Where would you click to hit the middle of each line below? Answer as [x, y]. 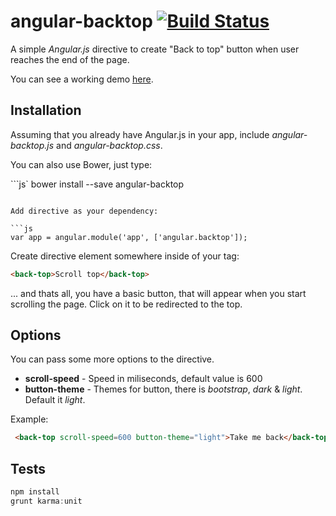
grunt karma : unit [46, 501]
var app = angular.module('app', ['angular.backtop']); [129, 237]
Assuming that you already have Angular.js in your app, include [140, 134]
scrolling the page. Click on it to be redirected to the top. [126, 304]
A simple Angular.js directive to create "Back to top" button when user [155, 49]
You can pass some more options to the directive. [112, 359]
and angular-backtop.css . [109, 145]
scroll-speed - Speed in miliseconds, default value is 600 [143, 379]
